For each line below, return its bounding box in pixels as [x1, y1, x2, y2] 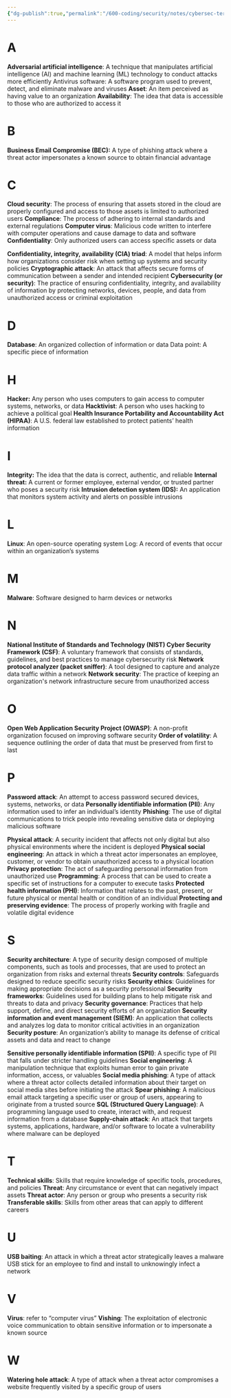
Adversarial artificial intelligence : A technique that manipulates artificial [7, 63, 213, 71]
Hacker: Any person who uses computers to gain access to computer [7, 395, 205, 403]
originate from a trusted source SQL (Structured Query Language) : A [7, 1100, 204, 1108]
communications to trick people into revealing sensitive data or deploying [7, 815, 215, 823]
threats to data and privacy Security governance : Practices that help [7, 999, 203, 1007]
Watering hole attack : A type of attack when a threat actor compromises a [7, 1375, 219, 1384]
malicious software [7, 821, 61, 830]
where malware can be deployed [7, 1129, 100, 1137]
